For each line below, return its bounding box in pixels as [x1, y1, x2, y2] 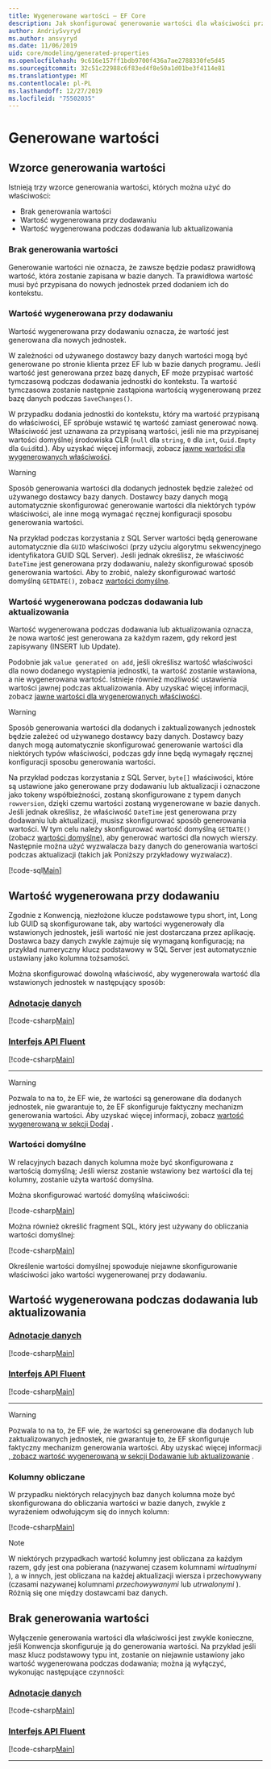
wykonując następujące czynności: [8, 1667, 125, 1676]
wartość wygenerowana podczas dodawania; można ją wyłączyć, [8, 1658, 227, 1668]
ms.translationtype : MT [8, 72, 89, 80]
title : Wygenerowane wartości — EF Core [8, 11, 147, 20]
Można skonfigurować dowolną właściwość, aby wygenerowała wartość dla [8, 969, 261, 978]
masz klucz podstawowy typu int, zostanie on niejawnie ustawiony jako [8, 1650, 245, 1659]
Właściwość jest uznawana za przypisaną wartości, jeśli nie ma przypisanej [8, 426, 260, 436]
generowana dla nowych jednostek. [8, 335, 127, 344]
